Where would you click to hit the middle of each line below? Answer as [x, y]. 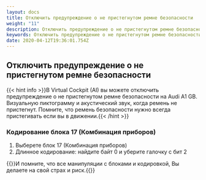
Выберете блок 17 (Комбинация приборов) [71, 146]
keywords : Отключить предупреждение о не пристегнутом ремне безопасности [104, 35]
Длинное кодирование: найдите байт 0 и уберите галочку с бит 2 [101, 152]
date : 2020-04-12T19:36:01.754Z [48, 41]
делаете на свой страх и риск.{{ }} [51, 170]
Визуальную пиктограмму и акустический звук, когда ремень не [92, 103]
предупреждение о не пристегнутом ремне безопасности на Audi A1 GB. [102, 96]
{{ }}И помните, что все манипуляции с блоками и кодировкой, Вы [93, 164]
